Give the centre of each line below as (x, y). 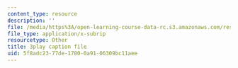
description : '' (31, 21)
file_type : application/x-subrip (57, 34)
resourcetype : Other (38, 40)
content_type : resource (42, 14)
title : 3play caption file (47, 47)
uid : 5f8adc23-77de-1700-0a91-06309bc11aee (73, 54)
